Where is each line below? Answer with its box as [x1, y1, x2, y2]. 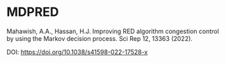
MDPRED [6, 4, 60, 20]
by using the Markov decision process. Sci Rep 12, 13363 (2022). [6, 34, 193, 42]
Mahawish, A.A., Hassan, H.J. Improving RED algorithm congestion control [6, 27, 220, 35]
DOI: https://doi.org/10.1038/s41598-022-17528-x [6, 48, 148, 56]
